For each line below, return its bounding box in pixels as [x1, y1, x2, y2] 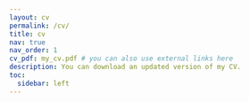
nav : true [9, 37, 46, 47]
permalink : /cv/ [9, 21, 70, 30]
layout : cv [9, 12, 50, 22]
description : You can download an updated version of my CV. [9, 63, 242, 72]
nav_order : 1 [9, 46, 58, 55]
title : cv [9, 29, 46, 38]
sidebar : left [17, 79, 70, 88]
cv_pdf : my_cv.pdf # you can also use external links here [9, 54, 234, 63]
